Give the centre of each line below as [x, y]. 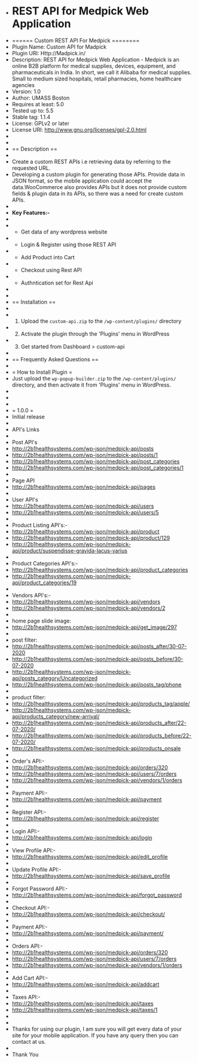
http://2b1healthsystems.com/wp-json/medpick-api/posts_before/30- [98, 659]
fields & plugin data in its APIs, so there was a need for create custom [98, 193]
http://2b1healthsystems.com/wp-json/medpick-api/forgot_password [97, 895]
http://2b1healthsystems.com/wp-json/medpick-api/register [86, 818]
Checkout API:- [31, 908]
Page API [23, 480]
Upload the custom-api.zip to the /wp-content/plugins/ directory [101, 321]
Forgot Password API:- [39, 888]
